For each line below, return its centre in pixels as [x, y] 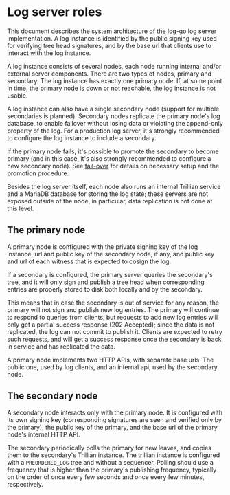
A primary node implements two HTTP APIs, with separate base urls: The [111, 360]
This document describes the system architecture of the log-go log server [112, 31]
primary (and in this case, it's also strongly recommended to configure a [109, 158]
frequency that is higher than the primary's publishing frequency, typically [112, 470]
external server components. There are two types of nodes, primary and [109, 74]
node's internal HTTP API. [44, 434]
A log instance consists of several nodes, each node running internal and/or [114, 66]
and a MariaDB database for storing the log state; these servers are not [108, 194]
